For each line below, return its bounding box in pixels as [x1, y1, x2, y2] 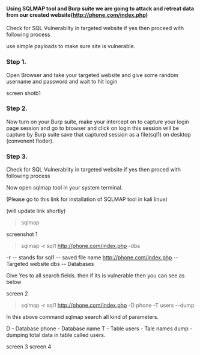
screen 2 [6, 290, 28, 297]
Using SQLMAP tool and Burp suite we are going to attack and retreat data [6, 5, 194, 12]
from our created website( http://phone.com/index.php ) [6, 11, 148, 18]
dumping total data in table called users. [6, 332, 106, 339]
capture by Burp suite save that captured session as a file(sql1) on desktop [6, 131, 191, 138]
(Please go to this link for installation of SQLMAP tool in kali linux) [6, 196, 168, 203]
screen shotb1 [6, 89, 41, 96]
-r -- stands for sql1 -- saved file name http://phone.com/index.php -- [6, 254, 179, 261]
